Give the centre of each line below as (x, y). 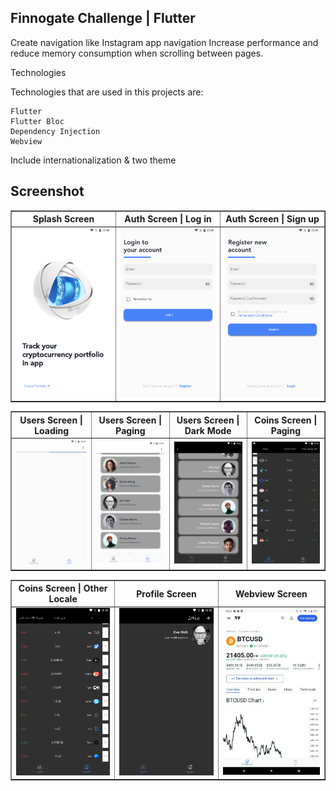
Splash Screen (63, 219)
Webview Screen (271, 593)
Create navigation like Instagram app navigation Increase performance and (164, 42)
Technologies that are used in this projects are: (107, 92)
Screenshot (47, 191)
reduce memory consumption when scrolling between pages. (137, 53)
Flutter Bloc (37, 121)
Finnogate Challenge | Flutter (103, 18)
